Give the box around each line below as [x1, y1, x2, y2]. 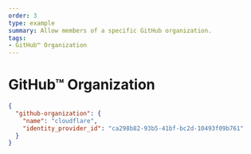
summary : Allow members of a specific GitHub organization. [8, 26, 213, 34]
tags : [8, 34, 26, 42]
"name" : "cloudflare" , [22, 116, 98, 124]
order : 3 [8, 11, 37, 20]
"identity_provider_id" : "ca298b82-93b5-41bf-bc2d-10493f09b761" [22, 124, 245, 132]
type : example [8, 19, 56, 27]
